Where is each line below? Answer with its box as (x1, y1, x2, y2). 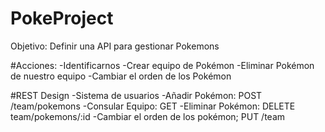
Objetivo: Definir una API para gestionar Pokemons (10, 40, 220, 52)
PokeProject (10, 7, 114, 30)
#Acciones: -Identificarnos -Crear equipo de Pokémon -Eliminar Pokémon (10, 59, 315, 71)
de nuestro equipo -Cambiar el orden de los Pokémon (10, 70, 232, 82)
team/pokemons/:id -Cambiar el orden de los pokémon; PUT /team (10, 110, 286, 122)
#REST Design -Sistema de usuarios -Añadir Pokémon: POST (10, 89, 263, 101)
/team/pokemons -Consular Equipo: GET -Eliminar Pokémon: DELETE (10, 100, 296, 112)
